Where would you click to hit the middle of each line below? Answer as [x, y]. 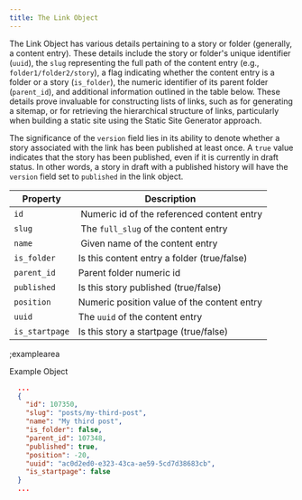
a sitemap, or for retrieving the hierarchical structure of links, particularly [144, 110]
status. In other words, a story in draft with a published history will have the [149, 166]
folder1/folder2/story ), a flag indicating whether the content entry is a [142, 72]
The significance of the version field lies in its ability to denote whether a [145, 137]
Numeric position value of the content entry [170, 302]
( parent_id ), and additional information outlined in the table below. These [145, 91]
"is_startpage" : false [68, 472]
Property [41, 198]
